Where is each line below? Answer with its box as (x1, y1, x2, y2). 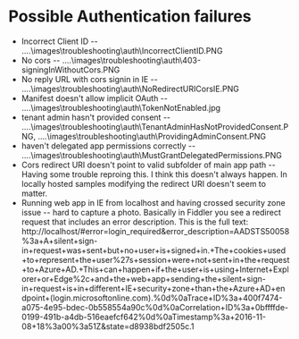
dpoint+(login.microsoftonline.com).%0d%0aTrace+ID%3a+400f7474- (21, 292, 283, 303)
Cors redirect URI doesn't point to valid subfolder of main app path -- (21, 159, 276, 170)
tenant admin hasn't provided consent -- (21, 112, 171, 123)
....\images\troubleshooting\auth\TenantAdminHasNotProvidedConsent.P (21, 121, 289, 131)
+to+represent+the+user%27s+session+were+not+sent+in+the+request (21, 254, 290, 265)
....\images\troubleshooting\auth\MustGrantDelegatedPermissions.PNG (21, 149, 283, 160)
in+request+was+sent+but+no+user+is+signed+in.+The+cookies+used (21, 244, 287, 256)
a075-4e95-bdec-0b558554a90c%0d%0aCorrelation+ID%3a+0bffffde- (21, 301, 289, 312)
